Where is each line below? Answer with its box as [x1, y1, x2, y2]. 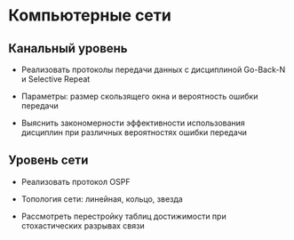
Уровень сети [8, 153, 89, 168]
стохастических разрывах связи [20, 220, 145, 231]
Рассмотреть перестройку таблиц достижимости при [20, 211, 227, 221]
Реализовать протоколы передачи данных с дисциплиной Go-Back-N [20, 64, 286, 75]
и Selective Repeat [20, 74, 91, 84]
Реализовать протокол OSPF [20, 176, 131, 187]
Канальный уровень [8, 41, 128, 56]
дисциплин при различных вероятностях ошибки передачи [20, 127, 248, 138]
